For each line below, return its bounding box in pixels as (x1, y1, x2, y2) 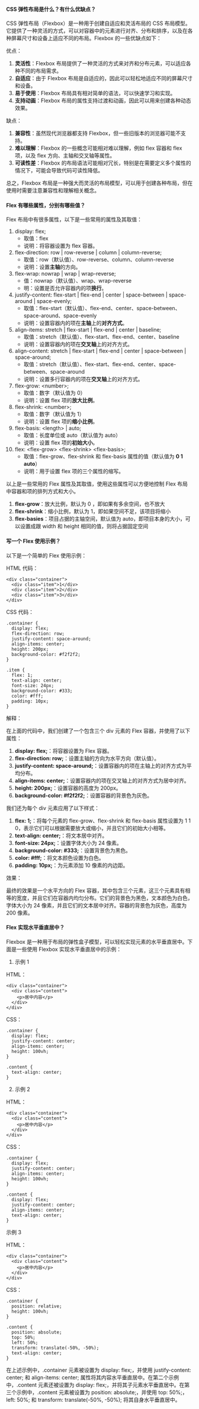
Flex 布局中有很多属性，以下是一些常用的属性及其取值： (6, 216, 143, 223)
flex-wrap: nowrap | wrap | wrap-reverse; (14, 270, 117, 278)
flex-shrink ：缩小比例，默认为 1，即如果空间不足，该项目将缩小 (14, 508, 171, 515)
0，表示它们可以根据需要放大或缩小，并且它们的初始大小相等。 (14, 824, 169, 831)
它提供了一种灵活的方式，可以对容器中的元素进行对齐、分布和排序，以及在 (6, 27, 188, 34)
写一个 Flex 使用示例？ (6, 538, 61, 544)
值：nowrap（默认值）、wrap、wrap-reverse (23, 277, 132, 285)
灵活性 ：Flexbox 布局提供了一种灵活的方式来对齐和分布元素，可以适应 (14, 60, 187, 67)
